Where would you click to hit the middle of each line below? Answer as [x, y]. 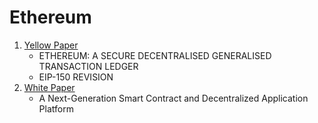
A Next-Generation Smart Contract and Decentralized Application [173, 98]
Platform [56, 108]
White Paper [49, 87]
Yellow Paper [51, 45]
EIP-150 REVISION [76, 77]
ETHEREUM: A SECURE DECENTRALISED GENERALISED [155, 55]
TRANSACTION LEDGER [88, 66]
